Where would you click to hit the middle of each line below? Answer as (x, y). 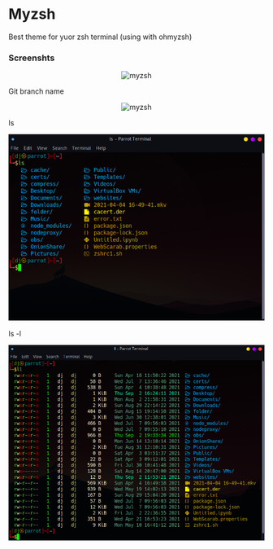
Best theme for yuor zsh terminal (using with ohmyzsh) (100, 37)
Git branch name (37, 91)
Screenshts (32, 58)
